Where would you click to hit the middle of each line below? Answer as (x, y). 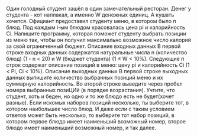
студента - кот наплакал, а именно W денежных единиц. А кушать (90, 15)
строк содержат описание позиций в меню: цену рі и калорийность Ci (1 (98, 65)
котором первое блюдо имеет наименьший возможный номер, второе (96, 121)
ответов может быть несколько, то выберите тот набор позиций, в (90, 115)
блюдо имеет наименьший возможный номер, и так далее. (81, 128)
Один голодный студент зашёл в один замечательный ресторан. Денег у (98, 9)
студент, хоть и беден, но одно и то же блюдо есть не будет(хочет (90, 96)
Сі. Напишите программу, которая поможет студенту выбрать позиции (96, 34)
